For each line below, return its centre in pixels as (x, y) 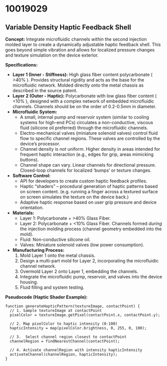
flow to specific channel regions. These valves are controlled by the (90, 138)
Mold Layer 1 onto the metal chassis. (58, 255)
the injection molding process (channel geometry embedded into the (91, 229)
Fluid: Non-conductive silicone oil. (55, 239)
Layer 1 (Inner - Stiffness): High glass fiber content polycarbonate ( (82, 75)
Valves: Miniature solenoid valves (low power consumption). (82, 245)
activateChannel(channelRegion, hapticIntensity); (64, 354)
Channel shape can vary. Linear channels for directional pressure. (88, 165)
